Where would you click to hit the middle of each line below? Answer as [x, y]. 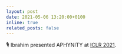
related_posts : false [33, 28]
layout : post [22, 11]
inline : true [22, 22]
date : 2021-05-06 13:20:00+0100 [46, 17]
